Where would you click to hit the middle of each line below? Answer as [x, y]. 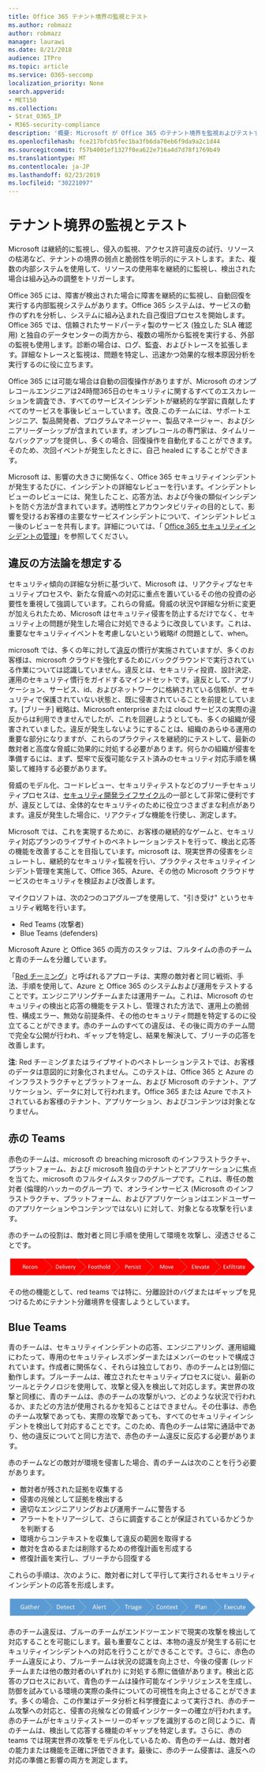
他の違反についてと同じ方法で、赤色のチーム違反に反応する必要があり [136, 1436]
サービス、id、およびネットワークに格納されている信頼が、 [145, 689]
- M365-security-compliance [54, 125]
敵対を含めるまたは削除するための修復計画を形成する [106, 1549]
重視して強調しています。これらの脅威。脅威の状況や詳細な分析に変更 [142, 603]
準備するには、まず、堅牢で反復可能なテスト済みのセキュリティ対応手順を [129, 759]
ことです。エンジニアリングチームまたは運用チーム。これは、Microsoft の [127, 995]
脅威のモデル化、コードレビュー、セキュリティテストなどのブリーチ [119, 785]
